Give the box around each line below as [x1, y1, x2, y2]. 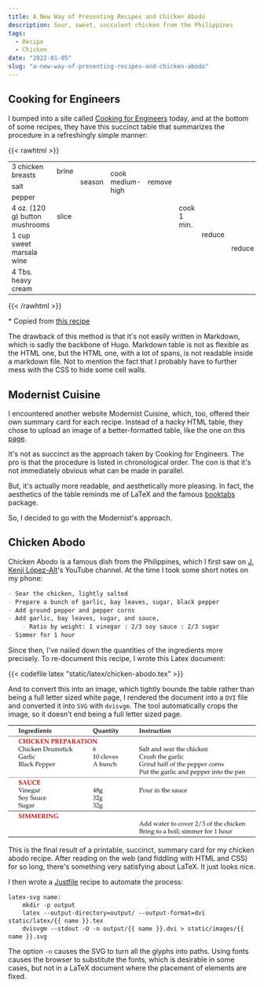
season [79, 177, 104, 187]
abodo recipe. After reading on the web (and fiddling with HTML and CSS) [8, 853, 248, 863]
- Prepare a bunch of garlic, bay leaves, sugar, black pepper [8, 598, 220, 606]
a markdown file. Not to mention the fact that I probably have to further [8, 357, 238, 366]
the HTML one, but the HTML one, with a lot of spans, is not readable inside [8, 349, 254, 358]
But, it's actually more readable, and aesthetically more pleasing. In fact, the [8, 481, 254, 490]
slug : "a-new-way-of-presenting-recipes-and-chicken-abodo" [8, 63, 210, 71]
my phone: [8, 573, 43, 582]
